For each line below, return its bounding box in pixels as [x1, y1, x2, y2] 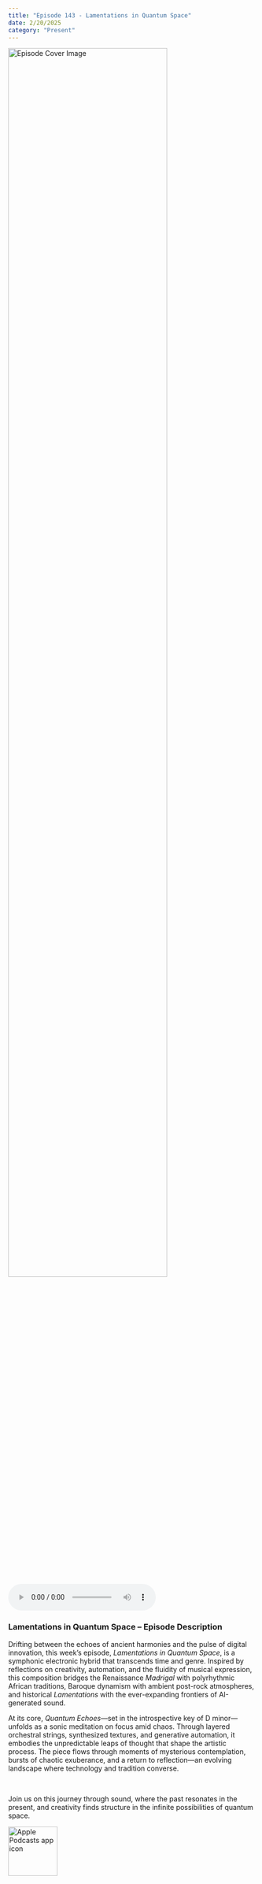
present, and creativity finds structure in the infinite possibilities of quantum [8, 1802, 254, 1812]
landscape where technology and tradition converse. [8, 1763, 179, 1773]
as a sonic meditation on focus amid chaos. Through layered [34, 1722, 231, 1731]
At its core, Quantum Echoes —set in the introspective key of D [8, 1713, 211, 1723]
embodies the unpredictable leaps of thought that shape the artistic [8, 1738, 227, 1748]
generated [8, 1698, 42, 1708]
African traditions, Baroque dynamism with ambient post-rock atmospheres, [8, 1681, 254, 1690]
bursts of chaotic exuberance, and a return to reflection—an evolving [8, 1755, 232, 1764]
